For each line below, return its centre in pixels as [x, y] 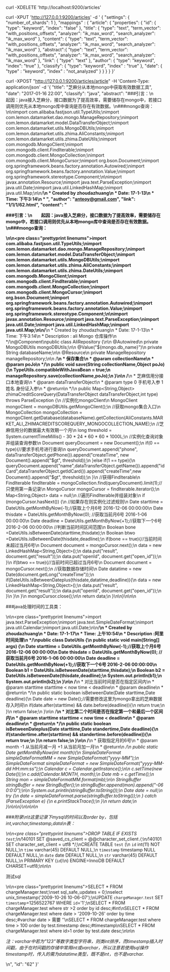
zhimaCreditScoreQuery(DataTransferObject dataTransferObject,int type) [82, 394]
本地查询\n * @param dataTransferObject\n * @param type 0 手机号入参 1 [87, 382]
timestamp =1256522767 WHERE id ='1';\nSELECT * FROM [66, 903]
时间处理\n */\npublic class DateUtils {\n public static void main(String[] [83, 640]
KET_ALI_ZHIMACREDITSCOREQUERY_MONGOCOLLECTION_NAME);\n [80, 424]
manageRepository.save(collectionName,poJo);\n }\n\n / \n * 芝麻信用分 [82, 376]
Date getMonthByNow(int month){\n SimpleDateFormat [63, 753]
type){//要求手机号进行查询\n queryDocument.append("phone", [72, 449]
